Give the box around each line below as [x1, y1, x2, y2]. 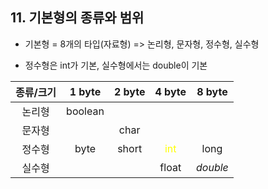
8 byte [196, 84, 228, 98]
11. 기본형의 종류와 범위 [10, 9, 145, 27]
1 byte [69, 84, 102, 98]
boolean [66, 104, 105, 118]
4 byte [154, 84, 187, 98]
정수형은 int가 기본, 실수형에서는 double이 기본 [24, 59, 208, 71]
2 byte [113, 84, 146, 98]
